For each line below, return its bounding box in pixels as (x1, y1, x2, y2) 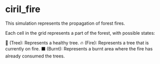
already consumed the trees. (5, 53, 65, 59)
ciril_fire (5, 4, 40, 15)
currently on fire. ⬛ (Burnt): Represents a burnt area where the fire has (5, 45, 153, 51)
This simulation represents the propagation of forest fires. (5, 20, 125, 26)
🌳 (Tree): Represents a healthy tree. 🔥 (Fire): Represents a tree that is (5, 39, 149, 46)
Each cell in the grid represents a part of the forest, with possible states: (5, 30, 155, 36)
